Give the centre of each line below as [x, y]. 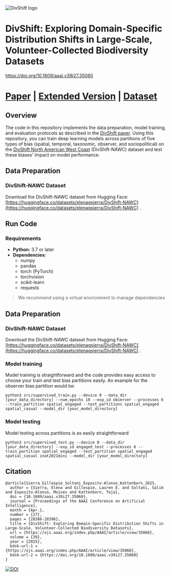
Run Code [21, 224]
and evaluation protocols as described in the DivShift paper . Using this [79, 133]
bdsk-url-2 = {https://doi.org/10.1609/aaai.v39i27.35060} [74, 555]
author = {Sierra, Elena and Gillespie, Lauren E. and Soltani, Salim [87, 488]
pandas [28, 266]
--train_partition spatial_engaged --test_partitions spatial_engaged [82, 405]
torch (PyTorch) [37, 272]
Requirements [23, 238]
